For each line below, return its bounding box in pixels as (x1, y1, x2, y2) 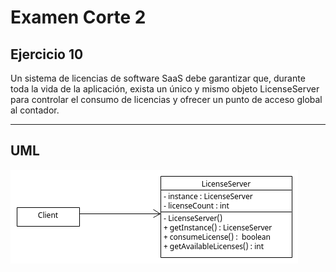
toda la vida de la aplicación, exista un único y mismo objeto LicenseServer (10, 83, 320, 95)
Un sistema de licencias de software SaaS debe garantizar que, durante (10, 72, 306, 84)
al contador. (10, 104, 60, 116)
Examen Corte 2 (10, 6, 147, 29)
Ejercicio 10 (10, 46, 84, 63)
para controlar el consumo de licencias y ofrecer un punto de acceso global (10, 94, 323, 105)
